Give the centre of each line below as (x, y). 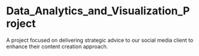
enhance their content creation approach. (57, 46)
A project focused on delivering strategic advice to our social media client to (100, 40)
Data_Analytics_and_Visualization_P (98, 11)
